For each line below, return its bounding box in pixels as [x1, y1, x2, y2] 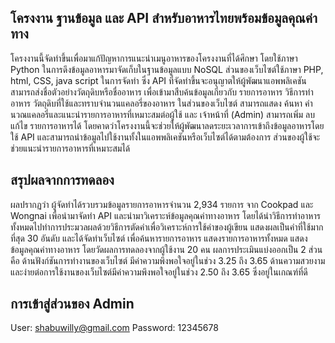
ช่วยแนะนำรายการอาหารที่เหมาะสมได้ [10, 142, 131, 154]
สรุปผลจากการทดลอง [10, 172, 115, 189]
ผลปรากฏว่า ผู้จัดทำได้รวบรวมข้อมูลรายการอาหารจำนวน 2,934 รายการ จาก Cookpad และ [10, 198, 314, 210]
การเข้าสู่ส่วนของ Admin [10, 296, 135, 313]
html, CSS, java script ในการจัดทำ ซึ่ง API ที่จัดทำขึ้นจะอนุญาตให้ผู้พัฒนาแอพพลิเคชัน [10, 74, 307, 86]
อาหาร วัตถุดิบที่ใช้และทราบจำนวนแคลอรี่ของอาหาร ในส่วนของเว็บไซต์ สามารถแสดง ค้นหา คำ [10, 97, 313, 109]
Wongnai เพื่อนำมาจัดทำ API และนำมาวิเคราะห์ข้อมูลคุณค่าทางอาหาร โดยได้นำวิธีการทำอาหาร [10, 209, 321, 221]
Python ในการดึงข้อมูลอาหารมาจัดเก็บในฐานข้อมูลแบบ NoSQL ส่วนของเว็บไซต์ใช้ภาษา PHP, [10, 63, 324, 75]
